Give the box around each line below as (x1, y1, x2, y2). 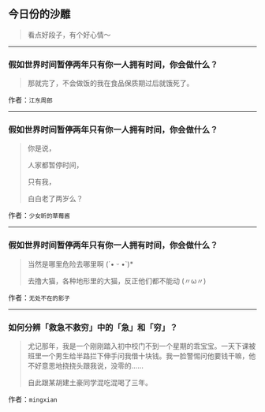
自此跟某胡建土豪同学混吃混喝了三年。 (27, 378, 152, 387)
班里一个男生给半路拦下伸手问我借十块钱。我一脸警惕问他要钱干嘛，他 (27, 351, 256, 361)
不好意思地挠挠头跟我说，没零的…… (27, 361, 144, 370)
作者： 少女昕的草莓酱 (8, 211, 71, 220)
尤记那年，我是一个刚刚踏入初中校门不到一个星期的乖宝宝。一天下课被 (27, 342, 256, 350)
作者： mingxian (8, 395, 58, 404)
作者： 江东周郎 (8, 96, 53, 105)
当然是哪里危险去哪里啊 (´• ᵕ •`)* (27, 259, 134, 268)
